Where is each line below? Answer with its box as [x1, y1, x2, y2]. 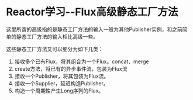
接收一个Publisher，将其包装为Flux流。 [14, 73, 109, 80]
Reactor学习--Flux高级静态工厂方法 [6, 5, 178, 19]
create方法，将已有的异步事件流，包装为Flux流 [14, 65, 127, 72]
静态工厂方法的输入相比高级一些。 [16, 33, 98, 40]
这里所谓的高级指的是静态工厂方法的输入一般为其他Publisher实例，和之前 [6, 26, 182, 33]
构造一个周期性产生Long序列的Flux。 [14, 87, 104, 94]
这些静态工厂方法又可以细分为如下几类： [6, 45, 104, 53]
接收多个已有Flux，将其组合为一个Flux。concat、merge [14, 58, 149, 65]
